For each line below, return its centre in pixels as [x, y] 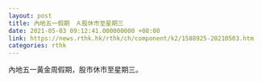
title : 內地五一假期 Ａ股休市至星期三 [66, 23]
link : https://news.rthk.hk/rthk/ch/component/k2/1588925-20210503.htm [131, 38]
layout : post [30, 16]
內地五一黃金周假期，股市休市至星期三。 [75, 70]
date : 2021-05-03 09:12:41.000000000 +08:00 [84, 31]
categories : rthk [37, 46]
